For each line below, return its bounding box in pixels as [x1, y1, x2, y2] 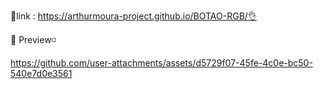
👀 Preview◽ [10, 34, 57, 45]
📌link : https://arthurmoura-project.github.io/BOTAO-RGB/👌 [10, 10, 257, 22]
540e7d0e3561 [10, 68, 73, 79]
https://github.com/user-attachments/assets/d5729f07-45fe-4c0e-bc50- [10, 57, 313, 69]
